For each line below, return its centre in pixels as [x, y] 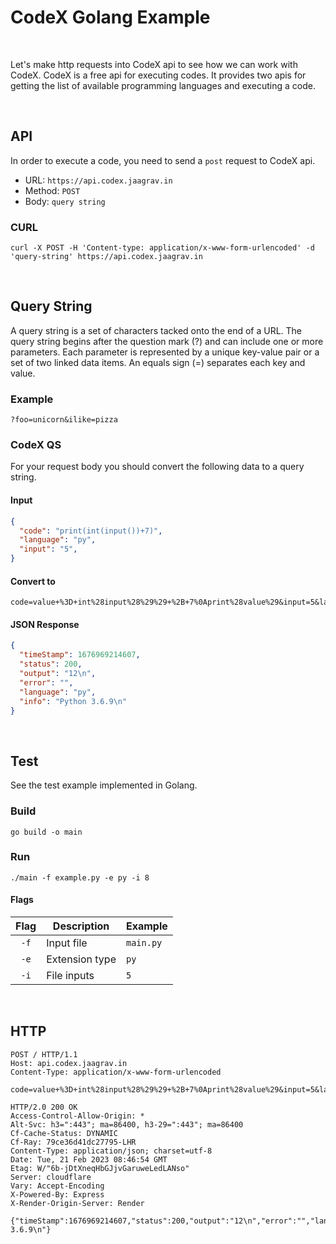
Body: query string [65, 201]
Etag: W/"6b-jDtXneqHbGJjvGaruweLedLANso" [100, 1168]
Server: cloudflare [51, 1177]
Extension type [81, 959]
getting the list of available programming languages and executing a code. [163, 85]
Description [81, 926]
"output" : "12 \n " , [58, 674]
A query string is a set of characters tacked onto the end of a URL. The [156, 330]
